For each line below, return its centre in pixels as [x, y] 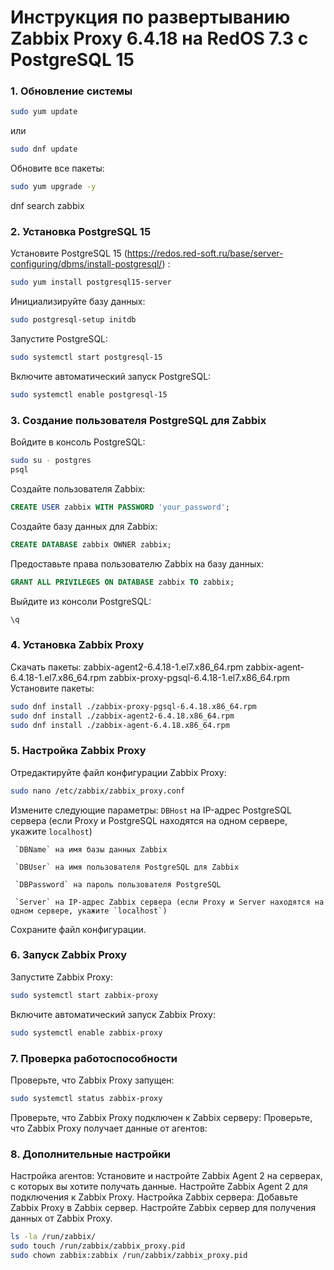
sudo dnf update [44, 149]
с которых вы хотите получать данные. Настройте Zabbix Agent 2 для [159, 1187]
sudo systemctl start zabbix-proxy [84, 995]
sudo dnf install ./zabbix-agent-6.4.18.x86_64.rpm [120, 725]
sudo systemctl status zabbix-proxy [86, 1098]
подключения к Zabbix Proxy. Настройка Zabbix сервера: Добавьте [154, 1197]
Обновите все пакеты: [57, 168]
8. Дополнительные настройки [90, 1154]
